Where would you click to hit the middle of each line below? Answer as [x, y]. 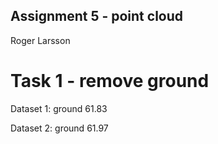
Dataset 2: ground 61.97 [59, 128]
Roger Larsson [40, 40]
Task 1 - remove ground [110, 81]
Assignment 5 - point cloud [97, 16]
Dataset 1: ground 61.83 [59, 108]
